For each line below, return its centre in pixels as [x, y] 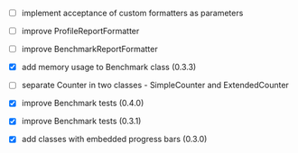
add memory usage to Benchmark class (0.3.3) [109, 67]
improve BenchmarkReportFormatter [90, 49]
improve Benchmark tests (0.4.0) [83, 103]
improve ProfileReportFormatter [80, 31]
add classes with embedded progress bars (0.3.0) [114, 139]
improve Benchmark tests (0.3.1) [81, 121]
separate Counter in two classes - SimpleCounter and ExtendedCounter [155, 85]
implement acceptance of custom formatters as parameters [132, 13]
